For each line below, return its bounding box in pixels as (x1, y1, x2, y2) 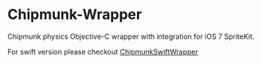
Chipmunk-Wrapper (7, 6, 143, 24)
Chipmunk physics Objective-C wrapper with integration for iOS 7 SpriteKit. (7, 32, 255, 41)
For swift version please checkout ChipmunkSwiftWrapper (7, 47, 198, 56)
